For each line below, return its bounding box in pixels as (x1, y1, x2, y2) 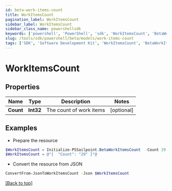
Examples (5, 124, 37, 132)
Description (61, 98, 91, 105)
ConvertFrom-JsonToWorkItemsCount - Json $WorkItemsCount (5, 171, 130, 176)
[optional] (110, 106, 134, 114)
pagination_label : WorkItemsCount (5, 17, 79, 22)
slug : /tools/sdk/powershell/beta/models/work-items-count (5, 36, 134, 41)
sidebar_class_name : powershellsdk (5, 26, 81, 32)
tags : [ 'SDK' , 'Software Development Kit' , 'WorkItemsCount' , (5, 41, 141, 46)
